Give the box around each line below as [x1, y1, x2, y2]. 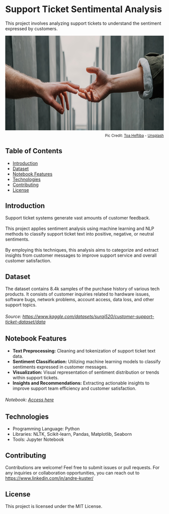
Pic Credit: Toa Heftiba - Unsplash [105, 133, 164, 138]
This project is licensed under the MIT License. [5, 503, 103, 509]
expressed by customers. [5, 25, 58, 31]
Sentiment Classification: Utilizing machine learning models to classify [12, 358, 161, 364]
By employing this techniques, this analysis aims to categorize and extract [5, 247, 159, 253]
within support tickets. [12, 374, 59, 380]
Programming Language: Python [12, 426, 80, 432]
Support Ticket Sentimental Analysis [5, 4, 162, 15]
